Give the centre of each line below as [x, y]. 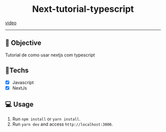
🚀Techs [17, 70]
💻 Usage [19, 105]
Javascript [23, 82]
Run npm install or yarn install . [46, 119]
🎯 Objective [23, 43]
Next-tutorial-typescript [83, 9]
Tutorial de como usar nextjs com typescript [50, 55]
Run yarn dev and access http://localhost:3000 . [62, 124]
